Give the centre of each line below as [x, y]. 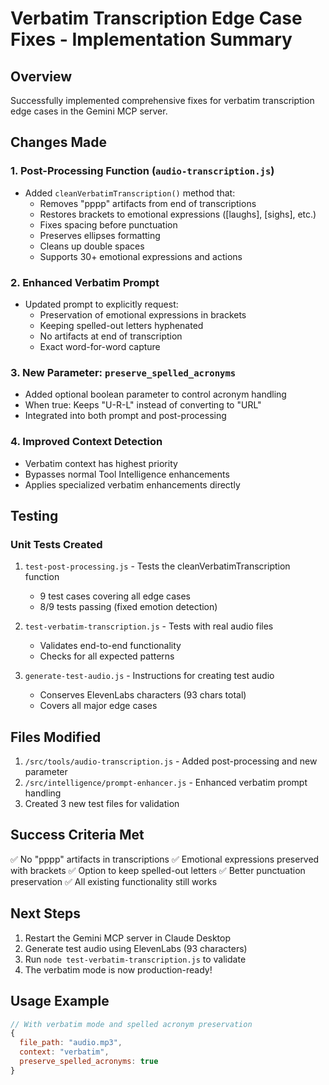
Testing [34, 515]
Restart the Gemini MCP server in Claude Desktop [128, 938]
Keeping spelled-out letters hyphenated [121, 325]
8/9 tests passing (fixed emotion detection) [128, 607]
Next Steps [45, 913]
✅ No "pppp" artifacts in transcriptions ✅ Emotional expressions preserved [165, 859]
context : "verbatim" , [64, 1052]
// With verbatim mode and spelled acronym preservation [131, 1024]
